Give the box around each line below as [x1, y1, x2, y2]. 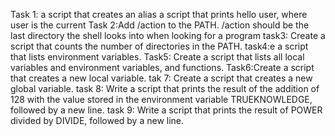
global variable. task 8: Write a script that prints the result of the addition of [10, 83, 320, 94]
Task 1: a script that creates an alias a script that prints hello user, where [10, 9, 308, 20]
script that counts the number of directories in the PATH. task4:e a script [10, 40, 309, 52]
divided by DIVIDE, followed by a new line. [10, 115, 185, 126]
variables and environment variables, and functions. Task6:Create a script [10, 62, 315, 73]
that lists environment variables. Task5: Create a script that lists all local [10, 51, 305, 63]
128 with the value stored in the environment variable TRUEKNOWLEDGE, [10, 94, 313, 105]
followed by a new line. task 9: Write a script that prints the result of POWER [10, 104, 323, 116]
